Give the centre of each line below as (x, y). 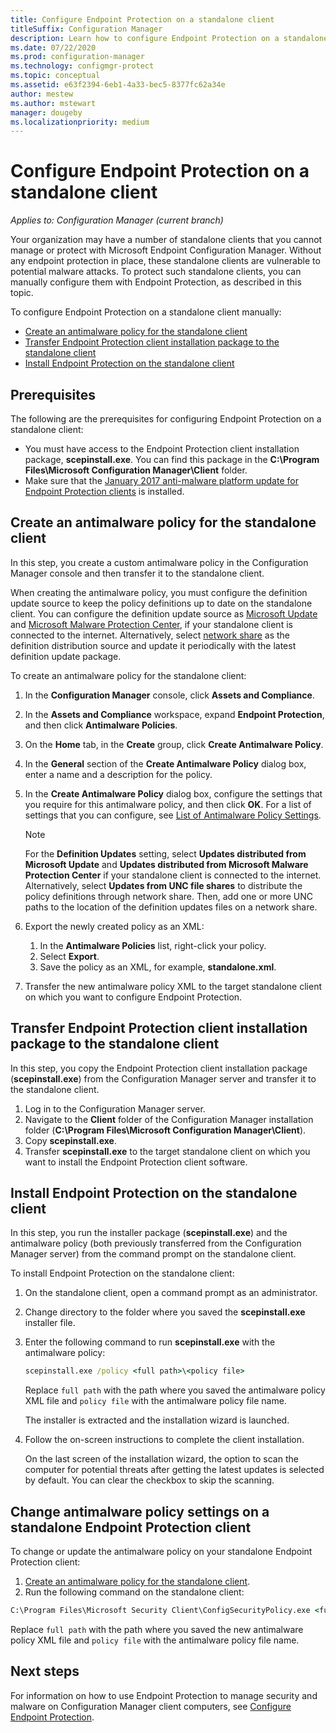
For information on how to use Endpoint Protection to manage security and (164, 1695)
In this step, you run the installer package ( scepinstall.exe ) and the (149, 1233)
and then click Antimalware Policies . (101, 725)
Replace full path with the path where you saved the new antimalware (157, 1629)
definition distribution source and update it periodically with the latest (153, 645)
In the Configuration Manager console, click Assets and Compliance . (169, 695)
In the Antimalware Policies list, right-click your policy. (153, 945)
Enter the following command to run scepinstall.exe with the (150, 1342)
